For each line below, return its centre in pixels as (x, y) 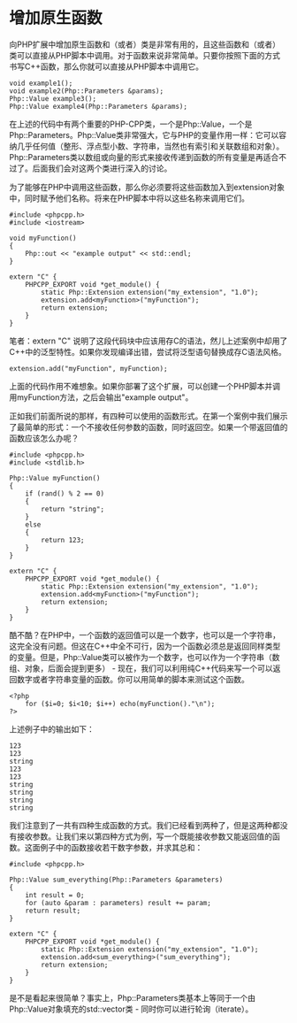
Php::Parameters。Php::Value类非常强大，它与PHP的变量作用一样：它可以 (144, 135)
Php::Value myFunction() (55, 478)
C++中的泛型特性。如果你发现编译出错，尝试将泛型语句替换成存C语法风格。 (148, 351)
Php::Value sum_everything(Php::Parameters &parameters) (116, 880)
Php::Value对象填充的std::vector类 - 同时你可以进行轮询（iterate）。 (131, 1009)
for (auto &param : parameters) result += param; (118, 903)
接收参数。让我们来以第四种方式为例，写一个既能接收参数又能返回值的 (144, 836)
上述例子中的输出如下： (52, 729)
